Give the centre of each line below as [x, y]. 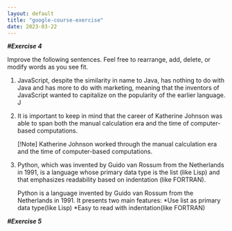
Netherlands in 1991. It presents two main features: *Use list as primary [119, 200]
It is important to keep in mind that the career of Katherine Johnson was [120, 116]
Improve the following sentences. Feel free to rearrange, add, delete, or [109, 60]
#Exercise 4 [25, 46]
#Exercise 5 [25, 221]
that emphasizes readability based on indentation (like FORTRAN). [111, 180]
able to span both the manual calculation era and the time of [103, 123]
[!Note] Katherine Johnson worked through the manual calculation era [117, 144]
